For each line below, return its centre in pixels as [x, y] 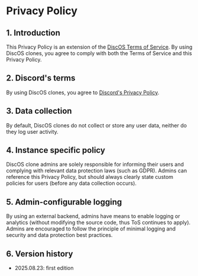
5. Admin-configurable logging [64, 202]
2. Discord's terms [41, 78]
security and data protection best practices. [59, 235]
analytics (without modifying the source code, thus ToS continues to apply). [98, 223]
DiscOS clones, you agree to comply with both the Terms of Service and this [99, 53]
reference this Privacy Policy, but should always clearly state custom [90, 177]
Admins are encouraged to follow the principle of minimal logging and [91, 229]
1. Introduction [33, 33]
